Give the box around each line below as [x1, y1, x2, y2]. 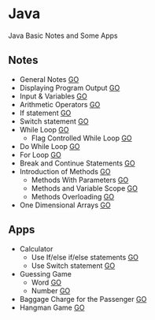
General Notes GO [19, 74, 79, 84]
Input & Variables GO [19, 91, 88, 101]
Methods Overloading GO [31, 192, 115, 201]
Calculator [19, 244, 54, 253]
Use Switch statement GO [31, 261, 116, 270]
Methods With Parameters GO [31, 175, 129, 184]
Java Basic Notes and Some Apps [8, 31, 118, 40]
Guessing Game [19, 269, 72, 278]
